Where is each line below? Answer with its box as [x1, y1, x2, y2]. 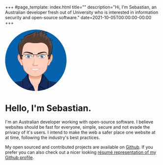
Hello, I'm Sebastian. [5, 103, 92, 114]
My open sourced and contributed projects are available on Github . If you [5, 144, 153, 150]
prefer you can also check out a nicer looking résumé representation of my [5, 149, 156, 155]
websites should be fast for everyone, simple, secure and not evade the [5, 124, 150, 130]
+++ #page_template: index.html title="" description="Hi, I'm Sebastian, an [5, 4, 157, 10]
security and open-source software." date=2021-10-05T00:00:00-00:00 [5, 15, 151, 20]
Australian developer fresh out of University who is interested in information [5, 9, 159, 15]
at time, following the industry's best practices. [5, 135, 100, 140]
